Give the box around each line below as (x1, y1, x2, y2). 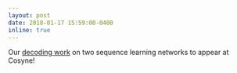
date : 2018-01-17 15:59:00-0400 (8, 19, 113, 27)
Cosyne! (8, 56, 35, 65)
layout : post (8, 11, 51, 20)
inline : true (8, 26, 51, 34)
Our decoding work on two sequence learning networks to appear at (8, 48, 229, 57)
